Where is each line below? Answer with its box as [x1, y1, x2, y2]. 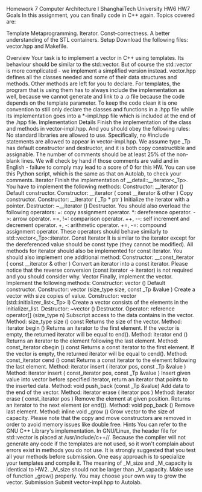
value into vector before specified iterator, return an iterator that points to [6, 376, 188, 383]
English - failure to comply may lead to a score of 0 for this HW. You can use [6, 163, 196, 171]
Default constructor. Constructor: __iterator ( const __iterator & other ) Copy [6, 189, 194, 196]
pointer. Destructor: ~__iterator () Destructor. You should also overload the [6, 202, 191, 209]
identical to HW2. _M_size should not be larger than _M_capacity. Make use [6, 466, 194, 473]
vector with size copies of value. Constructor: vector [6, 292, 137, 299]
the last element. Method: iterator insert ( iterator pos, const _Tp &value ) [6, 363, 186, 370]
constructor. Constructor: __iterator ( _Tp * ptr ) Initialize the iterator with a [6, 196, 190, 203]
